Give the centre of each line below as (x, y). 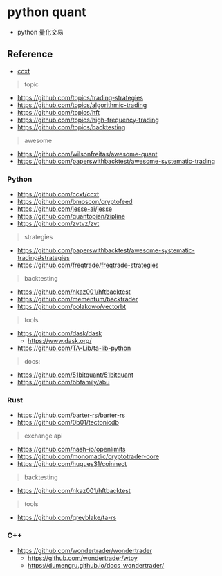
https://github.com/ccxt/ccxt (58, 194)
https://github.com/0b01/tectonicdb (68, 422)
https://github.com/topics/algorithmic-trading (82, 105)
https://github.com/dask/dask (59, 333)
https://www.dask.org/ (59, 341)
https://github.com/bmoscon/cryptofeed (75, 202)
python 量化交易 (40, 32)
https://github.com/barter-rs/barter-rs (71, 415)
